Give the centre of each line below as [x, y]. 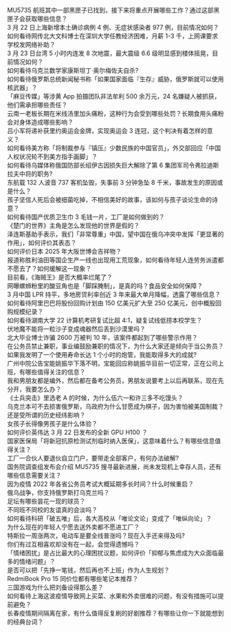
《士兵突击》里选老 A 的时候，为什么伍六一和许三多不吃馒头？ [95, 398]
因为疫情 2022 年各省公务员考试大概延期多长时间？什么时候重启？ [101, 484]
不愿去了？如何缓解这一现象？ [49, 268]
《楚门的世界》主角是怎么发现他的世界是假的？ [73, 225]
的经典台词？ [25, 622]
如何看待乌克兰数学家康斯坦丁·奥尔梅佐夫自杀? [73, 70]
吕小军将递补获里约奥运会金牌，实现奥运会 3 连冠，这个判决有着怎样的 [107, 131]
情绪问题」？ [37, 561]
